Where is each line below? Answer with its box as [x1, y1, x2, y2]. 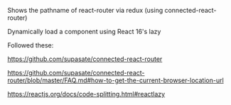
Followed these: [7, 41, 54, 49]
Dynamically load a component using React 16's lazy [7, 28, 161, 35]
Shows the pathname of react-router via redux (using [7, 6, 163, 14]
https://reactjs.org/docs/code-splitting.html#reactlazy [7, 90, 166, 98]
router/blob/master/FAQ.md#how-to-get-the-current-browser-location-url [7, 76, 224, 84]
